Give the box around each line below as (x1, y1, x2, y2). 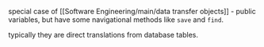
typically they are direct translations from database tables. (8, 31, 199, 39)
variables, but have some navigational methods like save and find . (8, 15, 224, 24)
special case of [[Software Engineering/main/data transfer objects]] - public (8, 7, 256, 16)
